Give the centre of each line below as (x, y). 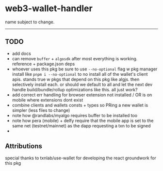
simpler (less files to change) (41, 110)
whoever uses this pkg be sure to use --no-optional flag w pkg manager (85, 69)
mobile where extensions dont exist (48, 100)
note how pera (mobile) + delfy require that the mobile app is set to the (83, 120)
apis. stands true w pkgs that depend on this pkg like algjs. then (76, 79)
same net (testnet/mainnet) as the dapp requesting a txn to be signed (81, 126)
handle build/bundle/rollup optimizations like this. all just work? (75, 89)
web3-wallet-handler (49, 9)
